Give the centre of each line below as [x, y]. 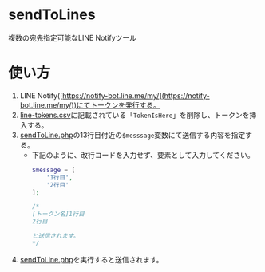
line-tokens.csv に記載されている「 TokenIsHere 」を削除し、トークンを [134, 115]
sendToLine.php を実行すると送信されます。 [91, 259]
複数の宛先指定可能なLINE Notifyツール [73, 37]
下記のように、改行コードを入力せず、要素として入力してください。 [143, 155]
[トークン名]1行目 [58, 214]
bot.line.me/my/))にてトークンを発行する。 [90, 104]
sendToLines [52, 15]
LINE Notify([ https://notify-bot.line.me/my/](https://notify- [115, 95]
